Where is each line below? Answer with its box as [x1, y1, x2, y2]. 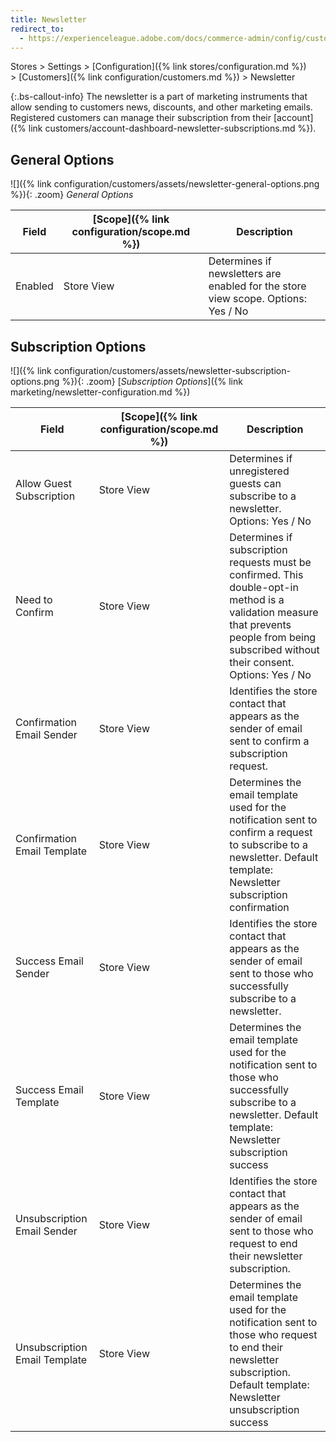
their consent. [229, 656, 295, 669]
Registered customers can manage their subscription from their [10, 112, 272, 124]
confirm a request [229, 826, 313, 839]
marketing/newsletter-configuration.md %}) [10, 386, 191, 398]
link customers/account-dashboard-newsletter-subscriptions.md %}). [28, 122, 317, 135]
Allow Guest [15, 477, 72, 490]
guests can [229, 477, 282, 490]
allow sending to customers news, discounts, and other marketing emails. [10, 101, 313, 113]
